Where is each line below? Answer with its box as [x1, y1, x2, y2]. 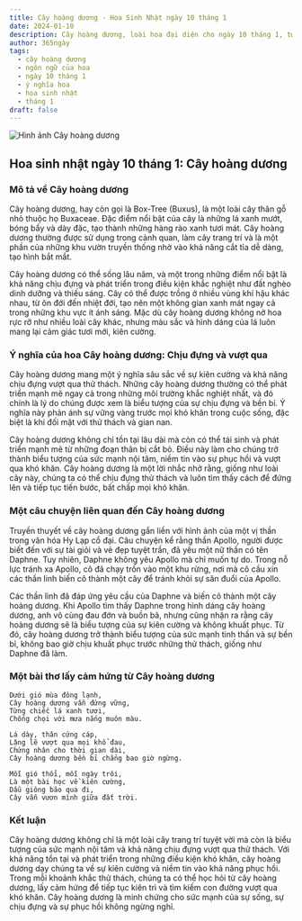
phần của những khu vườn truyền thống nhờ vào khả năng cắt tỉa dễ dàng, [9, 241, 284, 252]
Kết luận [9, 814, 47, 826]
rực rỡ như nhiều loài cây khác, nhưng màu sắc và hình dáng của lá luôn [9, 316, 276, 327]
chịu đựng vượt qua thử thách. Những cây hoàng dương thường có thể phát [9, 379, 288, 390]
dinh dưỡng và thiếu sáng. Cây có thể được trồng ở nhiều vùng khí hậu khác [9, 287, 290, 298]
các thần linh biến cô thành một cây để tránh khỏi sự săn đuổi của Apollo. [9, 573, 281, 583]
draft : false [9, 105, 58, 114]
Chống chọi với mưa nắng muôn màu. [9, 714, 143, 723]
